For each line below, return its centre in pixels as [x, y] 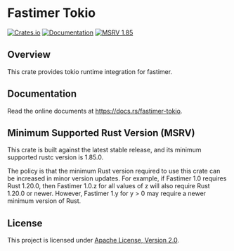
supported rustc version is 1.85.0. [56, 157]
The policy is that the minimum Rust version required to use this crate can [114, 171]
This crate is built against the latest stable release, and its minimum [104, 150]
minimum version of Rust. [44, 201]
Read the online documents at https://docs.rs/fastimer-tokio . [95, 111]
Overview [29, 55]
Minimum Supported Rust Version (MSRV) [101, 133]
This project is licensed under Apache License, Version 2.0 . [93, 240]
